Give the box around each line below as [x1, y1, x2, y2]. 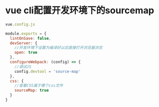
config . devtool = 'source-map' [14, 69, 81, 74]
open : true [14, 50, 38, 55]
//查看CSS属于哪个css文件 [14, 83, 64, 88]
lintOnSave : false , [10, 36, 51, 41]
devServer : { [10, 40, 38, 46]
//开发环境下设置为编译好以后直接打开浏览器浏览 [14, 45, 103, 50]
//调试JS [14, 64, 32, 69]
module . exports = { [5, 31, 47, 36]
